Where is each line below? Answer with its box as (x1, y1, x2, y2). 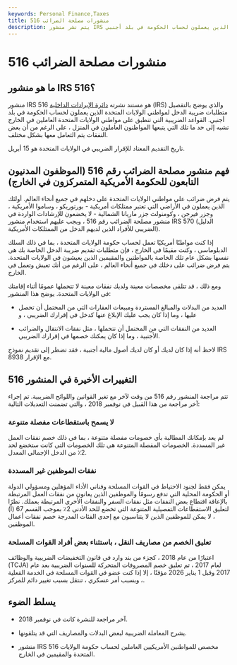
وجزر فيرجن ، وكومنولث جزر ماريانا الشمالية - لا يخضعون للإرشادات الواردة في (8, 210, 214, 218)
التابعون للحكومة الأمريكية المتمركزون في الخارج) (8, 176, 200, 188)
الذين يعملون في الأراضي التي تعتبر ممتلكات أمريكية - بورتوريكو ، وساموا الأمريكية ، (8, 202, 225, 210)
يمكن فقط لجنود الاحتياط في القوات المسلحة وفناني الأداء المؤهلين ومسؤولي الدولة (8, 481, 226, 491)
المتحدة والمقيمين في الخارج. (18, 649, 95, 658)
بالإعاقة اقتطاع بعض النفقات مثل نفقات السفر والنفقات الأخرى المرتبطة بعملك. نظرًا (8, 497, 228, 505)
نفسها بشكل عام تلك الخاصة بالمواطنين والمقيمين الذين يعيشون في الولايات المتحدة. (8, 253, 229, 262)
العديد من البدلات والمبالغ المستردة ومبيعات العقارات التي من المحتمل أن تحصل (18, 303, 226, 311)
